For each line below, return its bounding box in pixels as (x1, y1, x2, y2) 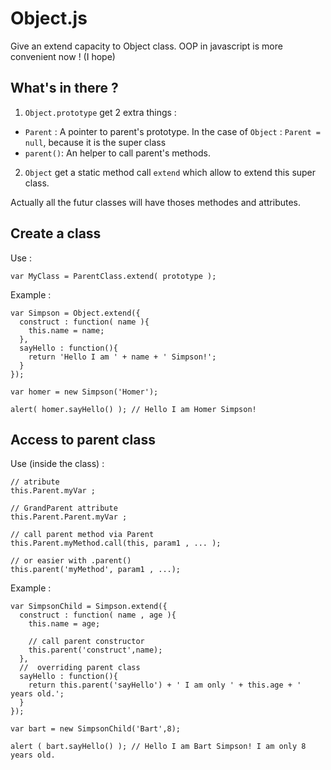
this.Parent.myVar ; (10, 486, 97, 496)
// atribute (10, 477, 60, 487)
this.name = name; (28, 325, 105, 336)
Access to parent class (10, 431, 156, 448)
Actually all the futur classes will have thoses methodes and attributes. (10, 196, 302, 208)
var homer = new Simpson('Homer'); (10, 387, 159, 397)
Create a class (10, 225, 102, 242)
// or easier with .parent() (10, 556, 132, 566)
